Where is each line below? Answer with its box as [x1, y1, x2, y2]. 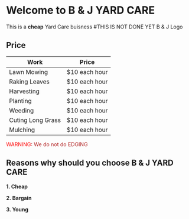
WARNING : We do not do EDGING [6, 140, 88, 148]
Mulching [9, 125, 35, 134]
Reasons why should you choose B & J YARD [6, 158, 174, 168]
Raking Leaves [9, 78, 50, 86]
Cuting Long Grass [9, 116, 61, 124]
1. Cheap [6, 183, 28, 190]
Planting [9, 96, 32, 105]
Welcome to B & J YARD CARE [6, 4, 155, 17]
